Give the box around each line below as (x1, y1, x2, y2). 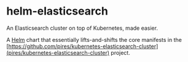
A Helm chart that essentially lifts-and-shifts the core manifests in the (6, 36, 182, 43)
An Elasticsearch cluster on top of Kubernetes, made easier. (6, 24, 159, 32)
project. (110, 49, 130, 56)
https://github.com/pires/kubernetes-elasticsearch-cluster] (8, 43, 159, 50)
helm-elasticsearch (6, 4, 109, 18)
